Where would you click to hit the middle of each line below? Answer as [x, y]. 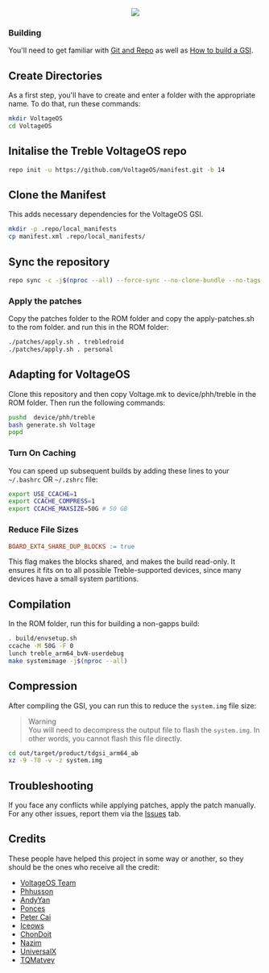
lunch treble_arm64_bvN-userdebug [66, 654]
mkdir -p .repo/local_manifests [62, 229]
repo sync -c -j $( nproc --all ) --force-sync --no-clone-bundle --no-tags [135, 280]
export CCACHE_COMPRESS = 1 [52, 501]
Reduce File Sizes [43, 530]
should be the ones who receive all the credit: [84, 867]
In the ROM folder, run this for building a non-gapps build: [104, 624]
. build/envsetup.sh [43, 639]
